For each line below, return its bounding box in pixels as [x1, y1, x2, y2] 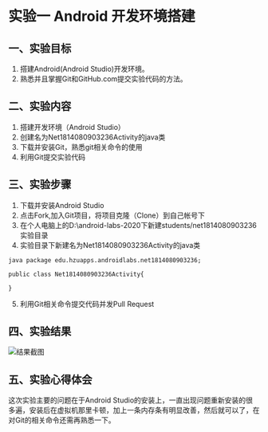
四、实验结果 [8, 324, 72, 339]
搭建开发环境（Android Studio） [19, 122, 125, 132]
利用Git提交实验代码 [19, 152, 86, 162]
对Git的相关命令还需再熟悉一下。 [8, 415, 116, 425]
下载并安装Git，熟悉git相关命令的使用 [19, 142, 143, 151]
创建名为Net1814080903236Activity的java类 [19, 132, 166, 142]
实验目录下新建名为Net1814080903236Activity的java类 [19, 240, 201, 249]
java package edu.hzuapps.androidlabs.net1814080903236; [8, 256, 202, 264]
